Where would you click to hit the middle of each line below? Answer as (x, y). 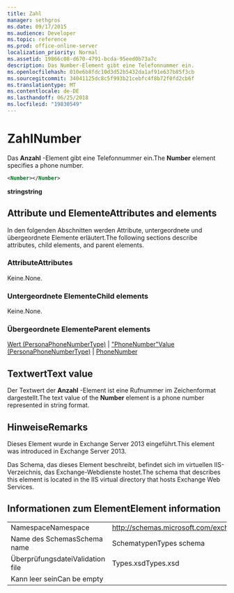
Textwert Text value (50, 373)
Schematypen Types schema (158, 543)
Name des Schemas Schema (57, 539)
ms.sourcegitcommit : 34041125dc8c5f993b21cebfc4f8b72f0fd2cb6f (101, 78)
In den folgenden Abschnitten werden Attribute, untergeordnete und (105, 230)
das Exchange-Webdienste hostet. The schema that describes (132, 472)
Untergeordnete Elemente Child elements (78, 296)
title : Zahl (24, 14)
